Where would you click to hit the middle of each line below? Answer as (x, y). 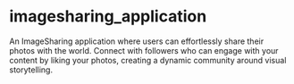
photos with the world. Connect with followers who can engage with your (144, 50)
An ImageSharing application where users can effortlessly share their (137, 41)
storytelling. (31, 70)
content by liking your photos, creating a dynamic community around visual (148, 60)
